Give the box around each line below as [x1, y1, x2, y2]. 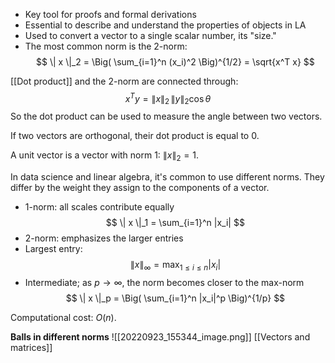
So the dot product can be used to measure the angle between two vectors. [10, 110, 323, 123]
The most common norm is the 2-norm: [24, 40, 188, 52]
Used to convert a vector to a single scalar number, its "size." [24, 30, 277, 41]
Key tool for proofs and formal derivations [24, 9, 197, 20]
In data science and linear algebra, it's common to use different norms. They [10, 171, 325, 183]
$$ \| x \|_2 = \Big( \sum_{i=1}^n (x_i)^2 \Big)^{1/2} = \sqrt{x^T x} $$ [36, 56, 315, 68]
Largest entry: [24, 243, 83, 255]
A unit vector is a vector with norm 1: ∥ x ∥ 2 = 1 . [10, 149, 199, 164]
